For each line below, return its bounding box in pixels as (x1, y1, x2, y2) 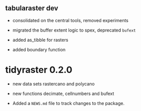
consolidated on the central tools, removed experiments (12, 17, 128, 23)
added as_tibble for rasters (12, 37, 68, 43)
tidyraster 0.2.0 (5, 64, 73, 75)
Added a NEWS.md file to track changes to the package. (12, 100, 125, 106)
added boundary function (12, 46, 66, 52)
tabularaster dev (5, 4, 58, 13)
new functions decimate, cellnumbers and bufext (12, 90, 114, 96)
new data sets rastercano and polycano (12, 80, 95, 87)
